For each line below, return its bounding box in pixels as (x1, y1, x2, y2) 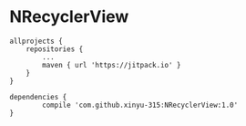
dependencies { (9, 92, 67, 101)
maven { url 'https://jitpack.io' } (42, 60, 181, 69)
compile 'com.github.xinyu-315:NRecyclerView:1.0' (42, 100, 239, 110)
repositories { (26, 44, 84, 54)
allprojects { (9, 37, 64, 46)
